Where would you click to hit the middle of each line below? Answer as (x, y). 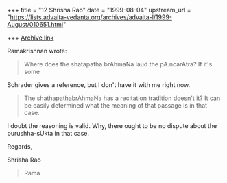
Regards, (20, 146)
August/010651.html (35, 24)
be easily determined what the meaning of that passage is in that (116, 105)
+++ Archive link (31, 38)
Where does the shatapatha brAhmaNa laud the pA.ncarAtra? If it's (118, 64)
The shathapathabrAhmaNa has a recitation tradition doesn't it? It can (122, 98)
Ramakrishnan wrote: (37, 51)
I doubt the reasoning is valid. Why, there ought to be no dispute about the (112, 126)
